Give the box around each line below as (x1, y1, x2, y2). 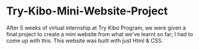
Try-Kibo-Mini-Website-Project (6, 4, 168, 18)
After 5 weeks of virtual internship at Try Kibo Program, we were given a (6, 24, 186, 31)
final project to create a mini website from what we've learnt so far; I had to (6, 30, 194, 37)
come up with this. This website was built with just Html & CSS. (6, 37, 163, 44)
